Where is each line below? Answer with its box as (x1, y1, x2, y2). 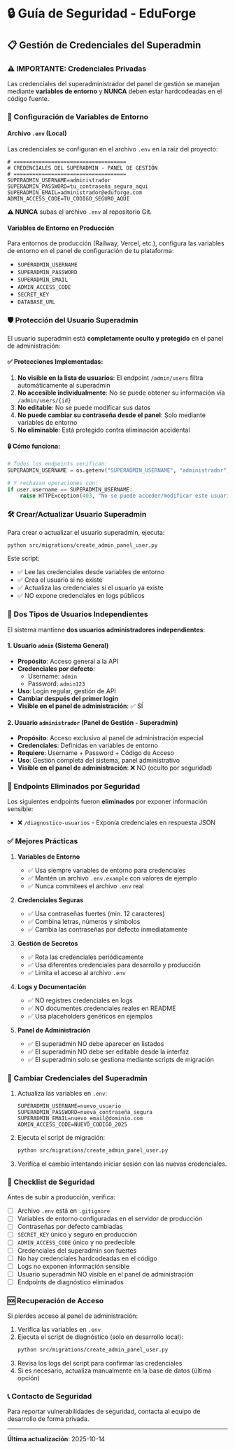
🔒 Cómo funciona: (7, 442, 61, 451)
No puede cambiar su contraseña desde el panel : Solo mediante (17, 411, 206, 419)
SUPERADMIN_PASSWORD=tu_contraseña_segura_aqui (7, 183, 149, 190)
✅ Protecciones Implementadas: (7, 358, 104, 366)
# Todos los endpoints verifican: (7, 460, 108, 467)
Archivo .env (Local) (7, 129, 67, 137)
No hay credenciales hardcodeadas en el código (17, 1254, 157, 1263)
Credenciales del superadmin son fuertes (17, 1246, 137, 1255)
